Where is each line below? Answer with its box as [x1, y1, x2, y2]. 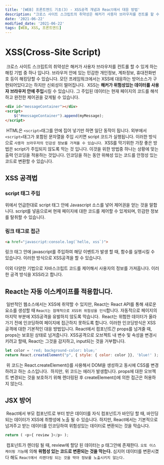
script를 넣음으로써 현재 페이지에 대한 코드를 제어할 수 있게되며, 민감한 [15, 208, 150, 214]
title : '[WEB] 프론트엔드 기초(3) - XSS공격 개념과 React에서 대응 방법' [5, 7, 141, 12]
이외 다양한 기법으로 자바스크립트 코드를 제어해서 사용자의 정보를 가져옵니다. [5, 265, 150, 271]
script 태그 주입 [5, 190, 41, 197]
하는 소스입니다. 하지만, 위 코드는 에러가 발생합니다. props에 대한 [18, 368, 143, 374]
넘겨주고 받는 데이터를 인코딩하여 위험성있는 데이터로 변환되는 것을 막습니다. [5, 423, 150, 429]
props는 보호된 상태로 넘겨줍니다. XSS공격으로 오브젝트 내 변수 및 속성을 [5, 332, 144, 338]
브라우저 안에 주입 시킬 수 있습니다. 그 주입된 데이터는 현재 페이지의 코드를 [10, 88, 149, 94]
